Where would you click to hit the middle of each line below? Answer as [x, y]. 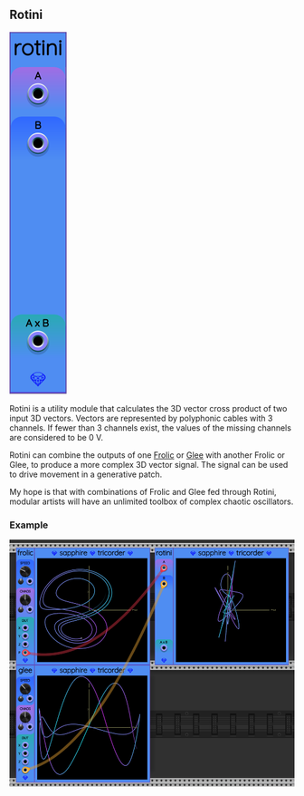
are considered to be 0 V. [57, 437]
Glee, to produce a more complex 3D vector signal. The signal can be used [149, 464]
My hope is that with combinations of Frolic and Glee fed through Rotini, [143, 491]
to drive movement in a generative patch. [86, 474]
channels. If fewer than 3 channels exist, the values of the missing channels [151, 427]
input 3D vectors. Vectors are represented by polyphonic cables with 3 [141, 418]
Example [29, 525]
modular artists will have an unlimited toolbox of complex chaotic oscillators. [152, 501]
